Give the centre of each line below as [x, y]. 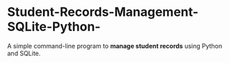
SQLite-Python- [54, 27]
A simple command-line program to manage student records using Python [115, 46]
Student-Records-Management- [103, 12]
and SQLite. [24, 53]
